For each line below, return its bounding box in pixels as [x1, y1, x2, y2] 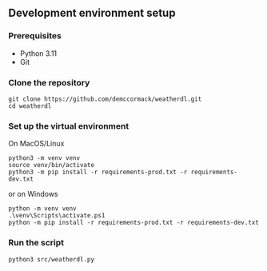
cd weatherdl [8, 102, 52, 110]
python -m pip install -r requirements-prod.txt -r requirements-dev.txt [8, 219, 260, 227]
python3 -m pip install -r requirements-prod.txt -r [8, 168, 188, 177]
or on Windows [8, 189, 58, 199]
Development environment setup [8, 6, 176, 20]
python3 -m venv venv [8, 154, 81, 162]
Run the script [8, 237, 65, 249]
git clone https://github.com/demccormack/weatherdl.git [8, 95, 202, 103]
